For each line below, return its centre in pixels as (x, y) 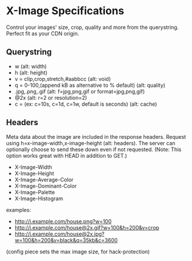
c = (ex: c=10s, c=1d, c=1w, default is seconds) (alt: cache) (86, 104)
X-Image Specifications (65, 11)
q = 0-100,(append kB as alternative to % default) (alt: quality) (90, 85)
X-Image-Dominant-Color (46, 186)
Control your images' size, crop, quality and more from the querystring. (92, 27)
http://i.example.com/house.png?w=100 (63, 221)
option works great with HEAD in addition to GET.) (67, 155)
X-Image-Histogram (39, 198)
